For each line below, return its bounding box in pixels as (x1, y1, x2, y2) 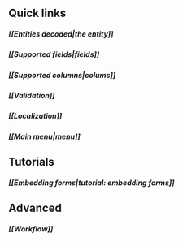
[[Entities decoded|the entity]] (8, 28, 114, 39)
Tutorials (8, 155, 54, 169)
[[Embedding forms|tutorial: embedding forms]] (8, 178, 175, 188)
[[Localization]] (8, 111, 63, 121)
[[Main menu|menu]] (8, 132, 81, 141)
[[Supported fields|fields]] (8, 50, 100, 59)
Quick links (8, 6, 67, 20)
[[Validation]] (8, 91, 55, 101)
